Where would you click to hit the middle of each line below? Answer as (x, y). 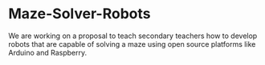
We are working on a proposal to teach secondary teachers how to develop (133, 36)
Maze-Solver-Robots (79, 14)
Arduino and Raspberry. (47, 52)
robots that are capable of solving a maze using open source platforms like (132, 44)
